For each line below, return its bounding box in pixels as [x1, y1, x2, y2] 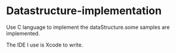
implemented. [6, 29, 40, 37]
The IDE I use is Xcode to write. [6, 41, 84, 48]
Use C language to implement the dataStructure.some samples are [6, 24, 170, 31]
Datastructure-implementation [6, 4, 162, 18]
